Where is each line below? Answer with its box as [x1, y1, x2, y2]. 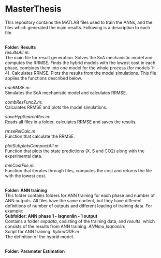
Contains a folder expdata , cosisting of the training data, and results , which [5, 218, 155, 224]
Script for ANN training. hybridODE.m [5, 228, 80, 234]
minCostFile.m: [5, 162, 35, 168]
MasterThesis [5, 3, 62, 15]
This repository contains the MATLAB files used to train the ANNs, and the [5, 19, 153, 25]
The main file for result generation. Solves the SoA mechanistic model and [5, 54, 153, 60]
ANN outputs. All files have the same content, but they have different [5, 197, 142, 203]
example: [5, 208, 23, 214]
